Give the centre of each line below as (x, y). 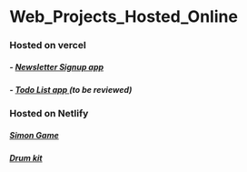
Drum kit (26, 158)
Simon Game (34, 136)
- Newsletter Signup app (57, 66)
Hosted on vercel (48, 46)
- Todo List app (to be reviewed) (71, 90)
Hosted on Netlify (49, 114)
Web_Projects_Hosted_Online (124, 17)
